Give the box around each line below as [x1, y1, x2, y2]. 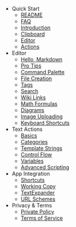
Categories [20, 139, 48, 145]
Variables [20, 158, 44, 164]
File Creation [20, 75, 52, 82]
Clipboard [20, 30, 45, 38]
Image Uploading [20, 113, 63, 120]
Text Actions [11, 125, 43, 133]
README [20, 11, 43, 19]
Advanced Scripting [20, 164, 69, 171]
